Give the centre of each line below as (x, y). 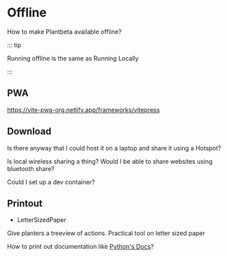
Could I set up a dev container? (51, 182)
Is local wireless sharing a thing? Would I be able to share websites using (110, 161)
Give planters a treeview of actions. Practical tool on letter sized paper (106, 233)
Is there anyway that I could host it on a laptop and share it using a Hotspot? (114, 148)
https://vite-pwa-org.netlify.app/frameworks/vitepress (84, 110)
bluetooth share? (31, 168)
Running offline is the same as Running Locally (73, 58)
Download (29, 132)
